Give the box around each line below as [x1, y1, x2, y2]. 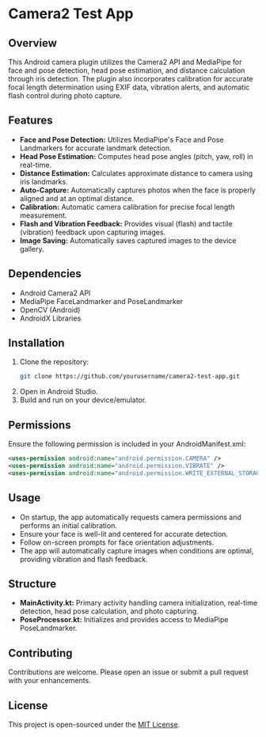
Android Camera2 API [19, 288, 91, 298]
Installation [8, 336, 65, 350]
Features [8, 114, 53, 127]
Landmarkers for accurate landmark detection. [19, 143, 172, 153]
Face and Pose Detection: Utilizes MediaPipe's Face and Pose [19, 135, 224, 144]
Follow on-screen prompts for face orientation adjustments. [19, 538, 215, 547]
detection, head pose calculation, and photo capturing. [19, 606, 199, 616]
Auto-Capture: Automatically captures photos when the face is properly [19, 185, 256, 195]
